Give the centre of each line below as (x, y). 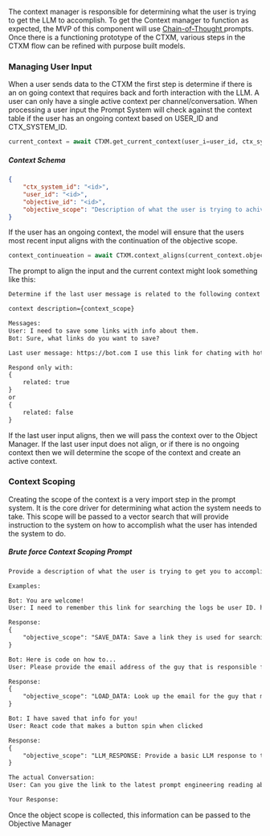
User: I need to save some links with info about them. (104, 331)
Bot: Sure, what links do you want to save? (84, 338)
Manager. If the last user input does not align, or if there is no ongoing (124, 444)
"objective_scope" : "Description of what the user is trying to (133, 209)
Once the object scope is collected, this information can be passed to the (130, 815)
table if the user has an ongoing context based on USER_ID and (113, 118)
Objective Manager (40, 823)
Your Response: (34, 800)
